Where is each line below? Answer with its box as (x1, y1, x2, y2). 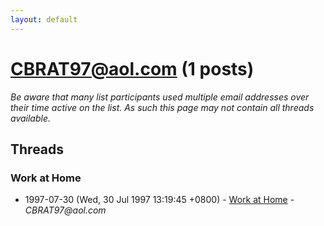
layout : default (10, 14, 78, 25)
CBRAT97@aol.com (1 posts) (10, 57, 255, 80)
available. (10, 112, 52, 124)
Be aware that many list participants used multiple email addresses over (10, 91, 310, 103)
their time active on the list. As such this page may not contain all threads (10, 101, 315, 113)
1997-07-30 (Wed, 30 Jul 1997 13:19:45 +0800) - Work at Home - (24, 194, 295, 206)
